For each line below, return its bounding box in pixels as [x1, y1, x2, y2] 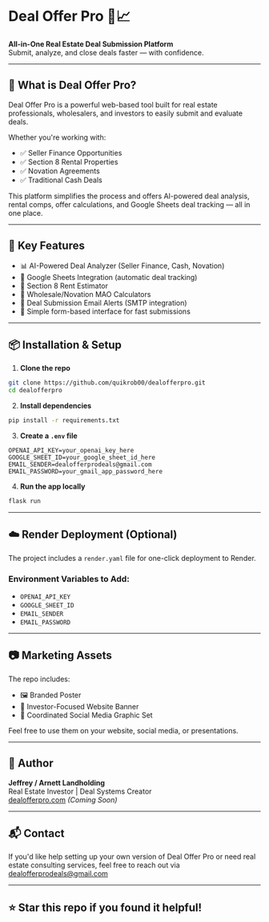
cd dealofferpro [8, 387, 62, 395]
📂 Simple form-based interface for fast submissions [19, 307, 191, 316]
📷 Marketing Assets [8, 648, 112, 663]
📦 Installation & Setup [8, 338, 122, 351]
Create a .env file [19, 431, 78, 441]
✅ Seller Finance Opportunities [19, 148, 122, 157]
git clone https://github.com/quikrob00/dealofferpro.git [8, 379, 206, 387]
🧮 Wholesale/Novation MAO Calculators [19, 289, 151, 299]
